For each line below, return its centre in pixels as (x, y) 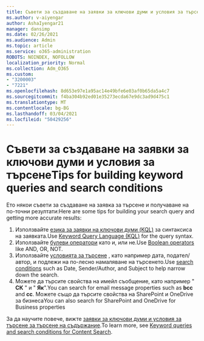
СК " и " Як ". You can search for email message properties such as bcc (104, 288)
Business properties (40, 307)
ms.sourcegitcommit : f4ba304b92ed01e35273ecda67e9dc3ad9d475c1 (88, 97)
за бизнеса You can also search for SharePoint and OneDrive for (95, 301)
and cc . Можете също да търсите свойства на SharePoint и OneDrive (104, 294)
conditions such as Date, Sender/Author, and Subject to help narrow (100, 269)
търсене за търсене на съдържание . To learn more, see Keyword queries (99, 325)
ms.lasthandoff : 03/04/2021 (42, 114)
